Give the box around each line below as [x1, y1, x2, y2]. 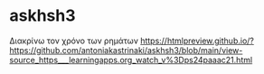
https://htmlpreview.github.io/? [139, 35, 255, 46]
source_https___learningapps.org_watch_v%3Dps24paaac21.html [9, 54, 253, 65]
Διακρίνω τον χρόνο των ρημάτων [9, 35, 138, 46]
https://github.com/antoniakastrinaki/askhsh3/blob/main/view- [9, 44, 243, 55]
